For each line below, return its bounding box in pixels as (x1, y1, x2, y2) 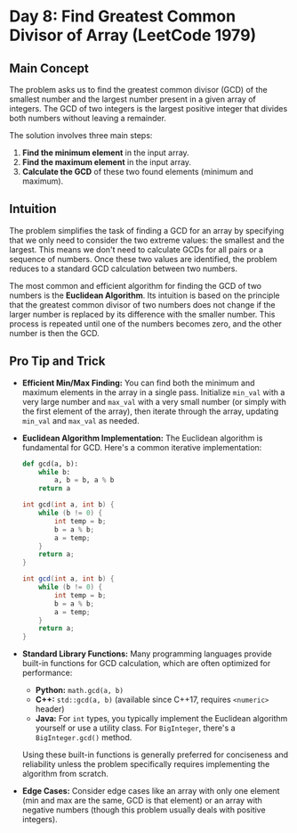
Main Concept (9, 61, 89, 76)
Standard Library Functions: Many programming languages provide (21, 648, 273, 659)
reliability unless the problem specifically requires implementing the (21, 759, 270, 770)
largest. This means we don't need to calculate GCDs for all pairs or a (9, 243, 264, 255)
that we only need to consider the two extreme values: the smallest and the (9, 235, 285, 245)
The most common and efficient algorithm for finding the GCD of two (9, 280, 262, 291)
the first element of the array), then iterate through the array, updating (21, 406, 278, 416)
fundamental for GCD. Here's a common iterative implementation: (21, 441, 262, 452)
